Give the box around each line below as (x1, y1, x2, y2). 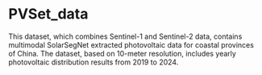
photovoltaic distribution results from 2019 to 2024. (8, 57, 179, 67)
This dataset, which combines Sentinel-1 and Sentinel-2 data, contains (8, 31, 243, 41)
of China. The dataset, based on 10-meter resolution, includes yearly (8, 48, 236, 58)
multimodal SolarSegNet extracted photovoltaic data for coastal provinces (8, 40, 254, 49)
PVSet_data (8, 5, 89, 23)
